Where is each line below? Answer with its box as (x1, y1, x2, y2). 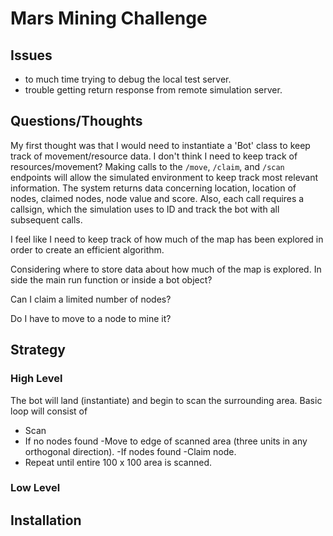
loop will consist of (10, 405, 88, 417)
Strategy (10, 342, 66, 359)
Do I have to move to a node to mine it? (10, 312, 172, 324)
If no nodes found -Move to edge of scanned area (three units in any (24, 435, 308, 447)
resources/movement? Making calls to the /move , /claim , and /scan (10, 160, 285, 172)
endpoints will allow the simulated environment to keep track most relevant (10, 171, 319, 183)
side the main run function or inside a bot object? (10, 273, 213, 286)
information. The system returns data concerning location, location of (10, 182, 297, 194)
